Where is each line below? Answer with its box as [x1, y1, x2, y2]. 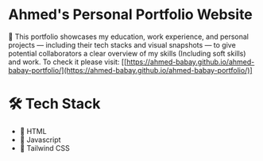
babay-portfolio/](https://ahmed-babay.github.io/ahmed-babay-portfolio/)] [8, 65, 253, 75]
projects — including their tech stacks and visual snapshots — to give [8, 40, 236, 49]
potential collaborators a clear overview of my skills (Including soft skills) [8, 48, 246, 58]
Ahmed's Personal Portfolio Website [8, 6, 253, 24]
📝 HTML [19, 126, 47, 136]
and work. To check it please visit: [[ [8, 57, 127, 67]
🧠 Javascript [19, 135, 61, 144]
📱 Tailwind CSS [19, 143, 70, 152]
